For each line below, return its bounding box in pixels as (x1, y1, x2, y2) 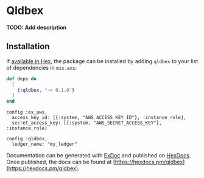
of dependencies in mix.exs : (6, 64, 77, 71)
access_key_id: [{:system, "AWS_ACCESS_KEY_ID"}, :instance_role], (12, 115, 187, 121)
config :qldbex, (6, 136, 47, 142)
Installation (6, 41, 50, 52)
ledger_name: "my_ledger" (12, 141, 78, 148)
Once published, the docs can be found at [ (6, 159, 116, 166)
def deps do (6, 75, 37, 82)
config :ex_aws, (6, 109, 47, 115)
